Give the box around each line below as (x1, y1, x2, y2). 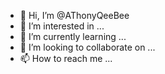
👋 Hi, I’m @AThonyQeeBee (19, 10, 130, 21)
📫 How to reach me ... (19, 53, 113, 64)
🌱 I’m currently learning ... (19, 31, 127, 42)
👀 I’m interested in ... (19, 20, 105, 32)
